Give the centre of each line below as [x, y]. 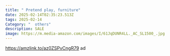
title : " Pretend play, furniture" [43, 10]
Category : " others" [28, 24]
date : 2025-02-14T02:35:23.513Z [39, 15]
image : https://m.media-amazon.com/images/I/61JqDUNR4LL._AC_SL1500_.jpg [85, 34]
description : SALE [25, 29]
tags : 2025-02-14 [24, 19]
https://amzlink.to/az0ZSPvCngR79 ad [45, 48]
